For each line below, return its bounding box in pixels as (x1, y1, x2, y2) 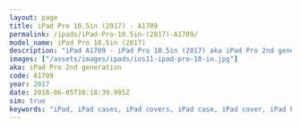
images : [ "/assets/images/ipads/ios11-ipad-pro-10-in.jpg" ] (9, 55, 239, 63)
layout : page (9, 13, 58, 22)
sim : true (9, 96, 47, 106)
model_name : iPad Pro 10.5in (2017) (9, 38, 146, 47)
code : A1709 (9, 72, 54, 80)
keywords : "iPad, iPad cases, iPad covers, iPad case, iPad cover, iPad (9, 105, 287, 114)
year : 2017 (9, 80, 50, 89)
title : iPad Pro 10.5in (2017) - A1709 (9, 21, 159, 30)
